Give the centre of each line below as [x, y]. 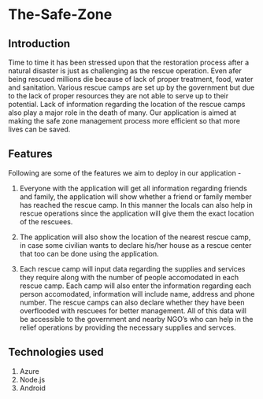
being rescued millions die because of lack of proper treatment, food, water [131, 79]
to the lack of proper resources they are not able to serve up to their [119, 96]
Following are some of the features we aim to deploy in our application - [125, 173]
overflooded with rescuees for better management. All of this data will [133, 310]
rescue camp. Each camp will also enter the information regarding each [135, 286]
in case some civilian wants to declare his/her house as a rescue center [135, 245]
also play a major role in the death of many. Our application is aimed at [122, 113]
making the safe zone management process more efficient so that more [124, 121]
